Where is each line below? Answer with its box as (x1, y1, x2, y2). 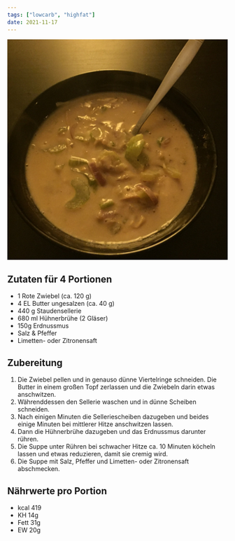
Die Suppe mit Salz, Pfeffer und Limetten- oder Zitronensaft (17, 457, 190, 465)
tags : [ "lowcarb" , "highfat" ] (7, 11, 96, 18)
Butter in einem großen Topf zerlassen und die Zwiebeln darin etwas (17, 383, 215, 391)
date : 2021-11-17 (7, 18, 58, 26)
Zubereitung (7, 357, 63, 369)
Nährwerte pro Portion (7, 485, 107, 497)
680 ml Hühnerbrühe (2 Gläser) (17, 314, 108, 323)
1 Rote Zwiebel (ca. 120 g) (17, 292, 92, 300)
